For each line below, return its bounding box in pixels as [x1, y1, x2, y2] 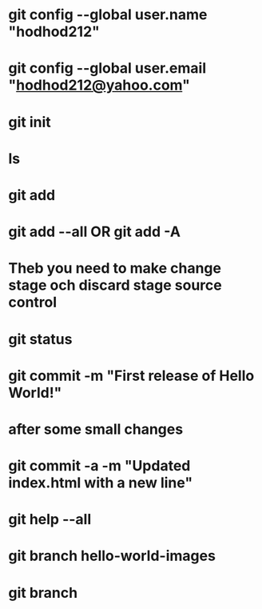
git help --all [8, 511, 92, 529]
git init [8, 113, 52, 131]
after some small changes [8, 420, 184, 438]
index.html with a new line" [8, 474, 193, 492]
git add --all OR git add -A [8, 222, 181, 241]
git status [8, 330, 73, 348]
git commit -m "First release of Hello [8, 367, 255, 385]
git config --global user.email [8, 59, 207, 78]
